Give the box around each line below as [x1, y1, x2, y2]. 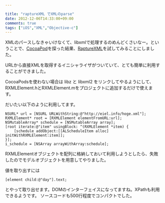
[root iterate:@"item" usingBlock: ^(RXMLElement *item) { [5, 124, 129, 130]
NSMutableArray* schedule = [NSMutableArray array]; [5, 120, 116, 125]
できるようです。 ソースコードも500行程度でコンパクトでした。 [5, 193, 134, 199]
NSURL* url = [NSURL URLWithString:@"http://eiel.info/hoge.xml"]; [5, 111, 147, 116]
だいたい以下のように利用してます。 [5, 101, 78, 107]
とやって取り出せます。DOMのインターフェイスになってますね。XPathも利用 [5, 187, 160, 193]
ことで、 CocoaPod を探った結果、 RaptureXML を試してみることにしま [9, 45, 150, 52]
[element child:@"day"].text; [5, 177, 67, 182]
